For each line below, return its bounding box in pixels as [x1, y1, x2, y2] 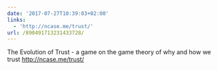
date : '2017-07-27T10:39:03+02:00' [7, 10, 109, 17]
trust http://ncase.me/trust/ [7, 56, 85, 64]
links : [7, 16, 26, 23]
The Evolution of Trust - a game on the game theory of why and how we [7, 48, 212, 56]
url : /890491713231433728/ [7, 29, 85, 36]
